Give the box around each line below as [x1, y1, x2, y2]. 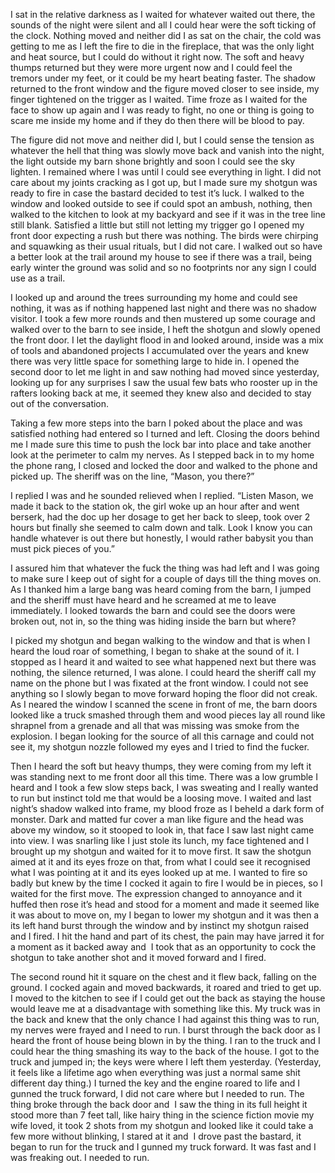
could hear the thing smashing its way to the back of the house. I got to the [10, 1045, 320, 1057]
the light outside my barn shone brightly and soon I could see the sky [10, 155, 296, 167]
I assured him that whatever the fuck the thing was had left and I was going [10, 562, 320, 574]
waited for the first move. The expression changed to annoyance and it [10, 888, 303, 899]
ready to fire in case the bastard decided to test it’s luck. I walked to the [10, 187, 305, 199]
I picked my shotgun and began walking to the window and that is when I [10, 635, 311, 646]
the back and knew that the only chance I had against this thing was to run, [10, 1014, 320, 1025]
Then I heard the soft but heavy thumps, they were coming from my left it [10, 760, 312, 772]
